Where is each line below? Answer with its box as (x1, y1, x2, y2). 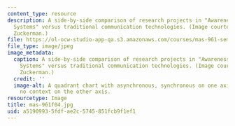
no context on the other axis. (20, 88, 111, 95)
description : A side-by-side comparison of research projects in (7, 17, 201, 24)
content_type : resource (7, 10, 77, 17)
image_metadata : (7, 50, 55, 57)
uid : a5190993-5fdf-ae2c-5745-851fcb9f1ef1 (7, 108, 136, 115)
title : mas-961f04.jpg (7, 101, 73, 108)
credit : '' (13, 75, 45, 83)
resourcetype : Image (7, 95, 68, 102)
